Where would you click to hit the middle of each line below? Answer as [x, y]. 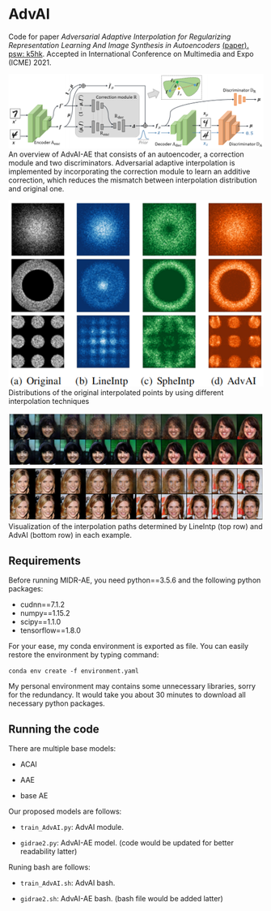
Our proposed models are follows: [65, 811]
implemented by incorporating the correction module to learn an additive [129, 172]
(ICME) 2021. [30, 62]
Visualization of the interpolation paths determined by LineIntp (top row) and [135, 526]
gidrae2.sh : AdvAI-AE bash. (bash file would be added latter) [122, 899]
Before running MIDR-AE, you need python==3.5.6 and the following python [135, 580]
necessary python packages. [57, 703]
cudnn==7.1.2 [42, 604]
